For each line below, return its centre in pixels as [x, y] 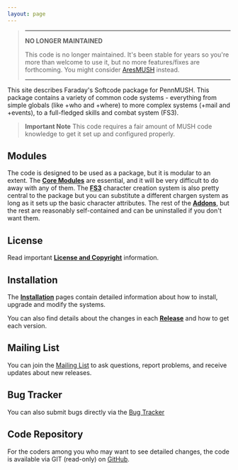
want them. [24, 218]
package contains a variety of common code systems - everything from [112, 97]
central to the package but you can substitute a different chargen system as [118, 196]
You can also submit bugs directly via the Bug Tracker [86, 412]
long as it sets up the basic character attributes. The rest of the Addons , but [119, 203]
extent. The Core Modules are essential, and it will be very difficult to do [113, 181]
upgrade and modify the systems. [57, 305]
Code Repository [45, 434]
